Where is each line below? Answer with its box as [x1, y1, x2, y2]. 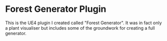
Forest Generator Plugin [5, 3, 106, 15]
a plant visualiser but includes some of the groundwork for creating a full [5, 25, 155, 31]
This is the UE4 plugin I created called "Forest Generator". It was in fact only [5, 20, 162, 26]
